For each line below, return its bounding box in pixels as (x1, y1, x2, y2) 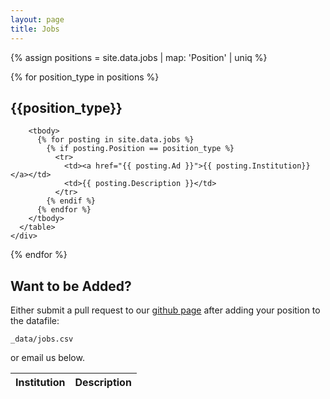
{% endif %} (46, 196, 97, 206)
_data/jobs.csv (10, 334, 74, 345)
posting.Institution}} (216, 161, 311, 171)
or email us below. (10, 352, 85, 364)
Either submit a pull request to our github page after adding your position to (10, 304, 321, 316)
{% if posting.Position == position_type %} (46, 144, 235, 154)
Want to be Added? (10, 277, 132, 295)
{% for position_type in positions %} (10, 71, 160, 83)
